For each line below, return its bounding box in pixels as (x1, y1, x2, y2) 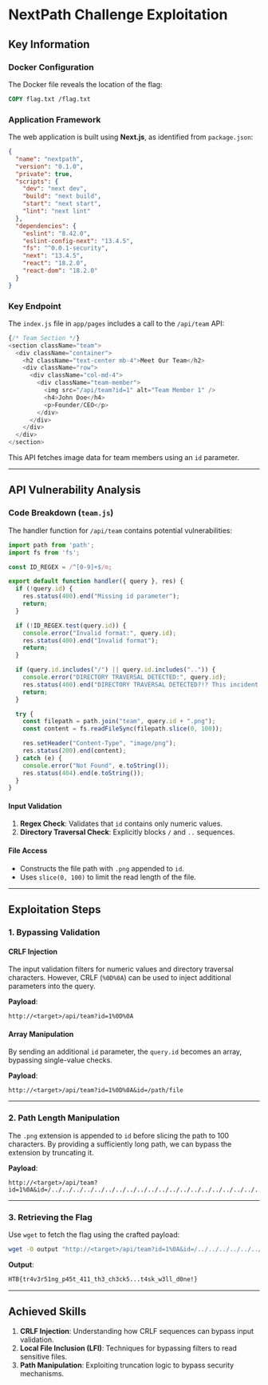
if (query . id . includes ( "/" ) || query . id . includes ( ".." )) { (15, 666, 216, 674)
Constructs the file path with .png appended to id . (19, 863, 185, 873)
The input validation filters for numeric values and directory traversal (8, 964, 234, 974)
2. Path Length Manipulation (8, 1112, 120, 1123)
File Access (8, 846, 48, 855)
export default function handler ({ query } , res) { (8, 578, 183, 586)
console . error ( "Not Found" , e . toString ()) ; (22, 762, 170, 770)
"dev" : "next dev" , (22, 185, 88, 193)
